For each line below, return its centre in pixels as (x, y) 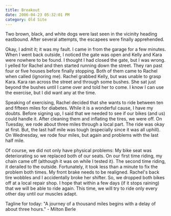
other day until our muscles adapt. (41, 194)
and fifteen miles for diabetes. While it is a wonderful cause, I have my (79, 108)
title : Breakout (23, 10)
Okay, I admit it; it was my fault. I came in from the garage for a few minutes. (86, 50)
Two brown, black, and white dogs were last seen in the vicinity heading (81, 34)
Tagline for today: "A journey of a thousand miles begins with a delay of (81, 204)
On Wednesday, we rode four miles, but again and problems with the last (82, 135)
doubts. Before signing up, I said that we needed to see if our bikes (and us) (85, 113)
